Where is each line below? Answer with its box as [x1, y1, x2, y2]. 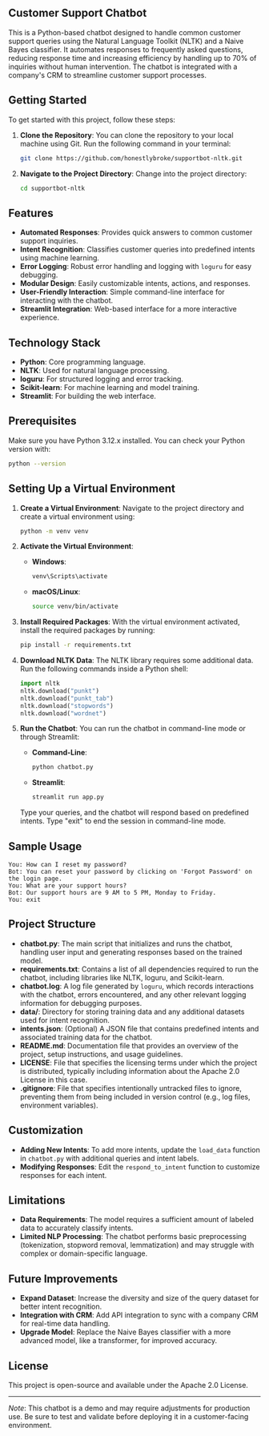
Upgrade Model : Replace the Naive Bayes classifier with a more [19, 1327, 231, 1337]
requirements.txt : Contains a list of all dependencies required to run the [19, 964, 259, 974]
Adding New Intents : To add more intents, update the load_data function [19, 1144, 260, 1154]
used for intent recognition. [19, 1015, 110, 1024]
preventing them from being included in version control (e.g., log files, [19, 1092, 251, 1101]
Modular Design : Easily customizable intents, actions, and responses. [19, 279, 251, 288]
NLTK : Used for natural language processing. [19, 366, 170, 375]
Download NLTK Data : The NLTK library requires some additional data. [19, 656, 254, 665]
